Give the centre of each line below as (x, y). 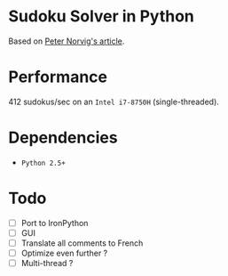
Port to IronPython (55, 223)
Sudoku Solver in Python (101, 16)
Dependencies (63, 138)
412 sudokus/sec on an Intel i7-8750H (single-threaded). (114, 101)
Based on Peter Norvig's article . (67, 41)
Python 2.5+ (43, 163)
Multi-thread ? (47, 263)
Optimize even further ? (64, 253)
